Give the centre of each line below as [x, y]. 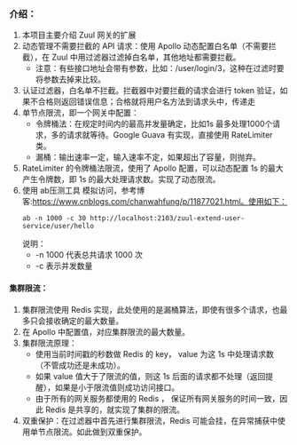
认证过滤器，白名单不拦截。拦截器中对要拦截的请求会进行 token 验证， [151, 91]
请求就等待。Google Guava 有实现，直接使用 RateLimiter [169, 135]
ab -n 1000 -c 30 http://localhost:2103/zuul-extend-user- [133, 219]
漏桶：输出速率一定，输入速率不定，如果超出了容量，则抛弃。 [148, 157]
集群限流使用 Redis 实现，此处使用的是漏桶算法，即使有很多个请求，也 [151, 309]
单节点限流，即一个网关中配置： [80, 113]
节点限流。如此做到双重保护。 [92, 432]
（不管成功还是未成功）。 [80, 365]
